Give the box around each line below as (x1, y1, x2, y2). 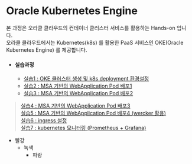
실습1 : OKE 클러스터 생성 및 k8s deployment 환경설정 (23, 75, 149, 82)
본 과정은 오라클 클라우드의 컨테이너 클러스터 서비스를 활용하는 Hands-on (6, 24, 175, 31)
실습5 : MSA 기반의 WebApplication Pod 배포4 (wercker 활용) (20, 110, 167, 117)
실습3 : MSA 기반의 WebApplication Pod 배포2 (23, 90, 134, 97)
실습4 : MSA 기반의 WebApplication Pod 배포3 (20, 102, 131, 109)
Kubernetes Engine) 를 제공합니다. (6, 46, 87, 53)
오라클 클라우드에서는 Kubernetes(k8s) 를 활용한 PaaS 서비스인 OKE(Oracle (6, 39, 184, 46)
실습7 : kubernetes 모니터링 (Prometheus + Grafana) (20, 125, 147, 132)
